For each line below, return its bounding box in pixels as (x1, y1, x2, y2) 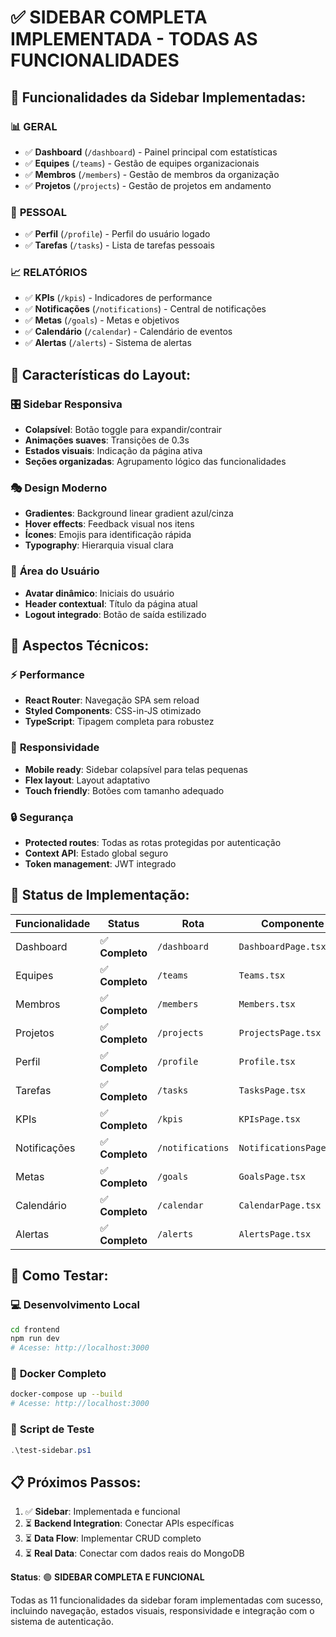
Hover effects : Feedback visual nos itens (24, 518, 195, 530)
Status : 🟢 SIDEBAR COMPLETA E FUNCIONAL (10, 1571, 205, 1583)
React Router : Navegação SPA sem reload (24, 694, 200, 706)
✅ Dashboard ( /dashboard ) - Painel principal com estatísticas (24, 146, 278, 158)
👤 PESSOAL (10, 205, 67, 219)
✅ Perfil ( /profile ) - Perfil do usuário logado (24, 228, 211, 240)
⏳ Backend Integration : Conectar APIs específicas (24, 1517, 235, 1530)
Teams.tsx (238, 969, 286, 981)
